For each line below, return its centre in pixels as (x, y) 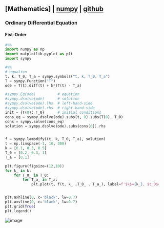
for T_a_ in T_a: (40, 180)
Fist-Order (16, 34)
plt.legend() (18, 211)
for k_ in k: (18, 171)
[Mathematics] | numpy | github (54, 9)
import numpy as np (25, 49)
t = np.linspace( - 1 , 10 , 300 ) (36, 144)
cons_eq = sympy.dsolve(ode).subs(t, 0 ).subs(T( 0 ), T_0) (64, 117)
